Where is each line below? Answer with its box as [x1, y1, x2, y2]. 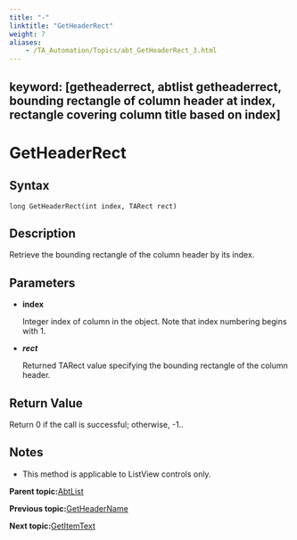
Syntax [9, 178, 50, 193]
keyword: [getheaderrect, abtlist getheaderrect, [9, 79, 282, 94]
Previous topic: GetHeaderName [9, 503, 129, 513]
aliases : [9, 37, 42, 47]
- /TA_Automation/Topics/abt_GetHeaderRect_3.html [25, 46, 218, 55]
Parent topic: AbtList [9, 486, 85, 496]
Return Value [9, 396, 83, 411]
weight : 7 [9, 29, 46, 38]
